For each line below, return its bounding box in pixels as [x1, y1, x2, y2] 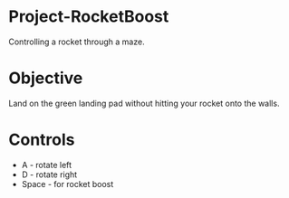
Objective [8, 68, 83, 89]
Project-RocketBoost [8, 6, 169, 27]
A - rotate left [21, 159, 72, 170]
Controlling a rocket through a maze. [8, 36, 146, 47]
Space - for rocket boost [21, 178, 114, 189]
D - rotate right [21, 169, 78, 180]
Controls [8, 129, 75, 150]
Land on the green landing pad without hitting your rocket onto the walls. [8, 98, 280, 108]
